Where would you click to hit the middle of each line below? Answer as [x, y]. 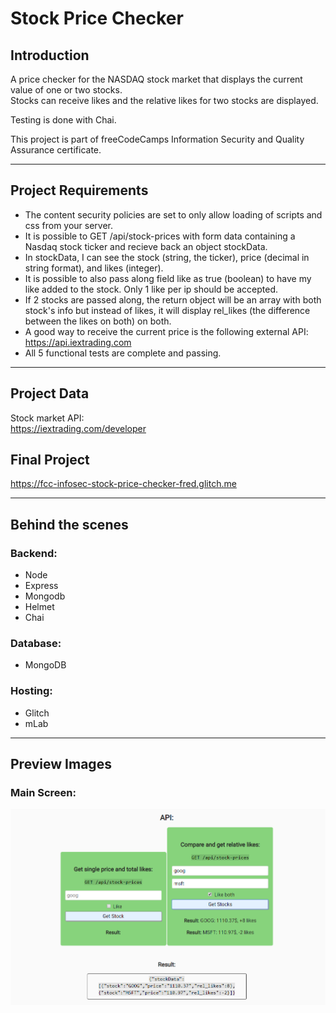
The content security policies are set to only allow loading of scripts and [173, 214]
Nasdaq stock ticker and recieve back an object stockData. [146, 246]
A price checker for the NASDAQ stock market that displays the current [156, 79]
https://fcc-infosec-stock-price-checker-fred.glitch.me [123, 484]
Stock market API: [47, 418]
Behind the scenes [69, 524]
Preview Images [61, 764]
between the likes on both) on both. [98, 321]
